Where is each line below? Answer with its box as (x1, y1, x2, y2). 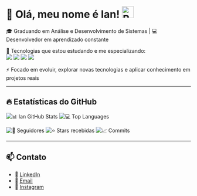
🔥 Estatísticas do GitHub (6, 97, 97, 107)
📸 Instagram (14, 183, 44, 190)
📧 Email (14, 177, 33, 184)
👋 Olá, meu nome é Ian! (6, 8, 120, 21)
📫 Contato (6, 153, 47, 163)
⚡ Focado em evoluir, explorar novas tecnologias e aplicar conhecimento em (6, 66, 191, 73)
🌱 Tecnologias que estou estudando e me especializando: (6, 47, 146, 54)
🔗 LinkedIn (14, 171, 40, 178)
